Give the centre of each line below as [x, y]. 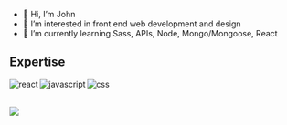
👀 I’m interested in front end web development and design [132, 24]
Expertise [37, 62]
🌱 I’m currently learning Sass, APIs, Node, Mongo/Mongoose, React [150, 33]
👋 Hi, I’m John [49, 14]
